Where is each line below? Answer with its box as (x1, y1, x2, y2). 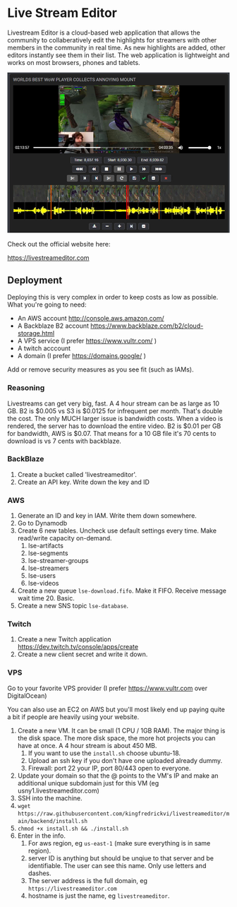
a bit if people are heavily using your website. (7, 712, 140, 721)
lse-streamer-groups (28, 557, 89, 565)
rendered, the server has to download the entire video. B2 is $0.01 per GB (7, 422, 221, 430)
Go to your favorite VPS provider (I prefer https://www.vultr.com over (7, 684, 208, 692)
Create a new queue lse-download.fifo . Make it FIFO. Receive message (17, 586, 227, 595)
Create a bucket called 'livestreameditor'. (17, 470, 138, 478)
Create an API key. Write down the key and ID (17, 478, 150, 486)
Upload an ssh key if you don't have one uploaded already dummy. (28, 756, 223, 764)
